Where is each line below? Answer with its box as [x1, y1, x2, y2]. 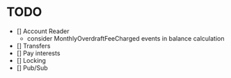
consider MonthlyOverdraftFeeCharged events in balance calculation [26, 34, 225, 42]
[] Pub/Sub [16, 64, 48, 72]
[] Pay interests [16, 49, 61, 57]
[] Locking [16, 56, 47, 64]
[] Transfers [16, 41, 51, 50]
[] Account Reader [16, 27, 70, 35]
